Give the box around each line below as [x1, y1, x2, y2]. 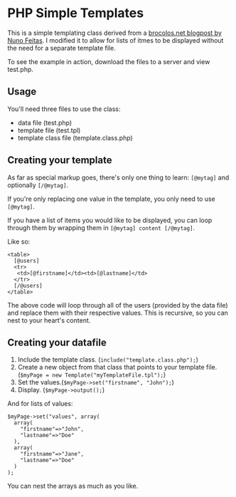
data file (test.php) [17, 118, 73, 127]
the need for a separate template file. [7, 43, 116, 52]
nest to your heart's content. [7, 315, 91, 325]
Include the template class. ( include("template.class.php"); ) [17, 355, 199, 364]
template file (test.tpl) [17, 126, 81, 135]
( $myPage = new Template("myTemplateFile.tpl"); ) [17, 370, 166, 379]
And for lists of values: [7, 399, 73, 408]
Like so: [7, 237, 31, 246]
